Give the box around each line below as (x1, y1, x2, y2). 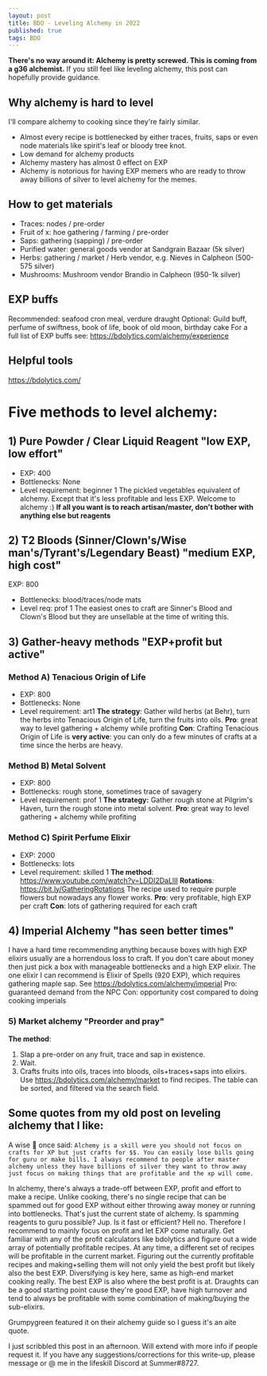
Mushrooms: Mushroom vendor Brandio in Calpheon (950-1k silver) (19, 269, 241, 279)
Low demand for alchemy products (19, 149, 135, 159)
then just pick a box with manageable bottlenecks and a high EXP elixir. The (8, 962, 256, 972)
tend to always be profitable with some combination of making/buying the (8, 1293, 250, 1303)
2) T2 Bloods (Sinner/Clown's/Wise (8, 533, 187, 547)
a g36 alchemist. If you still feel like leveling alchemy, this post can (8, 65, 228, 74)
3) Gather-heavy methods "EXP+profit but (8, 635, 222, 649)
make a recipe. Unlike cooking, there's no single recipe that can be (8, 1192, 227, 1202)
